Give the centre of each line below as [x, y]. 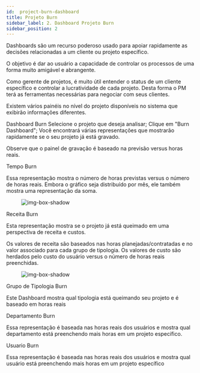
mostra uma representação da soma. [52, 191]
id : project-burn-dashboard [43, 12]
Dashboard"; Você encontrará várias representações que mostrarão [90, 130]
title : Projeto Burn [32, 17]
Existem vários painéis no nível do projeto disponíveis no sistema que [92, 106]
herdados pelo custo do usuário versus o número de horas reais [86, 256]
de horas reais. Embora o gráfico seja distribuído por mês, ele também [93, 184]
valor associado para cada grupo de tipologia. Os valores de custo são [94, 250]
